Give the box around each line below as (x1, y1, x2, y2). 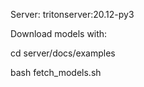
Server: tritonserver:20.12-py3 (10, 9, 135, 20)
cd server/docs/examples (10, 47, 116, 59)
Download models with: (10, 28, 108, 39)
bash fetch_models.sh (10, 67, 102, 78)
